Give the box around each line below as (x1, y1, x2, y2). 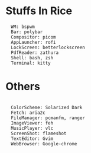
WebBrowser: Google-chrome (11, 141, 77, 146)
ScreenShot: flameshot (11, 130, 67, 136)
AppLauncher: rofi (11, 39, 57, 45)
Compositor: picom (11, 34, 57, 40)
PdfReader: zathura (11, 49, 59, 56)
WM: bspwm (11, 24, 35, 30)
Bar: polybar (11, 28, 43, 35)
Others (5, 80, 41, 93)
